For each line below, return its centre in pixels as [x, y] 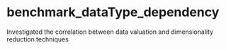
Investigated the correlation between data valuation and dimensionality [110, 32]
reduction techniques [38, 39]
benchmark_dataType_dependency [113, 12]
